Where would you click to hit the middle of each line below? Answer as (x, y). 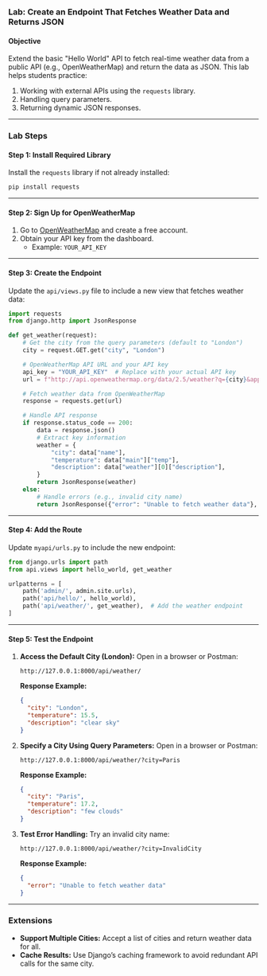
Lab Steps (28, 136)
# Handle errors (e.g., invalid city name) (110, 497)
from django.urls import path (58, 562)
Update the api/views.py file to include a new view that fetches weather (126, 291)
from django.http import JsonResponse (72, 321)
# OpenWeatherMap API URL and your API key (96, 365)
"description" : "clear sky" (74, 723)
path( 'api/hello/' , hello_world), (79, 599)
